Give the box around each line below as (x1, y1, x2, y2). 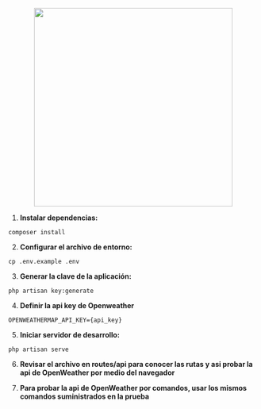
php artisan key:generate (8, 287, 94, 295)
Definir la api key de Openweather (19, 301, 135, 310)
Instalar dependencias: (19, 213, 98, 222)
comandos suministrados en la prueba (19, 392, 149, 401)
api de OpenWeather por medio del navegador (19, 368, 175, 377)
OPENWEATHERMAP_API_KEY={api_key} (8, 316, 123, 324)
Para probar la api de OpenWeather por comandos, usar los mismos (19, 384, 248, 392)
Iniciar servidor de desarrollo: (19, 330, 121, 339)
